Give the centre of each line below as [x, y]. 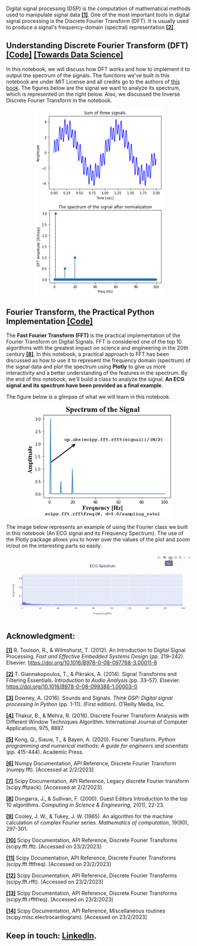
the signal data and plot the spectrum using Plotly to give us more [86, 367]
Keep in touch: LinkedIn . [51, 936]
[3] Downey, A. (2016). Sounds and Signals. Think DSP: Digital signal [89, 698]
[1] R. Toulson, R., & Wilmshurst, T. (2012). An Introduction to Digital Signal [96, 650]
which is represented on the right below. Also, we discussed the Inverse [93, 94]
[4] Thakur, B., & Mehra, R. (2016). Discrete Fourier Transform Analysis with [98, 716]
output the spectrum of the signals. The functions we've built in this [88, 75]
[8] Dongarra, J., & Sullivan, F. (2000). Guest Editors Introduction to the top [97, 799]
